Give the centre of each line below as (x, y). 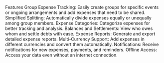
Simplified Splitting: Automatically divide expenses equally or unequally (79, 18)
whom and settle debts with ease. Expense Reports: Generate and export (80, 34)
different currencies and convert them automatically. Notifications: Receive (82, 44)
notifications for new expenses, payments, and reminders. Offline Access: (81, 50)
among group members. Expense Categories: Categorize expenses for (78, 23)
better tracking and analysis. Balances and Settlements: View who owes (79, 28)
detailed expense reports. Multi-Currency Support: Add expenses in (75, 39)
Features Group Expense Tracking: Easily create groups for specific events (82, 7)
